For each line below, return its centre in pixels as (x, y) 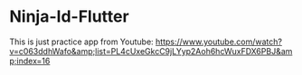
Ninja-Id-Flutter (69, 17)
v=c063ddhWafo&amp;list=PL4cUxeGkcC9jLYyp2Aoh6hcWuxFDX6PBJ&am (151, 51)
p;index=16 (30, 61)
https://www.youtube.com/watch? (219, 42)
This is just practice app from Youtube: (81, 42)
